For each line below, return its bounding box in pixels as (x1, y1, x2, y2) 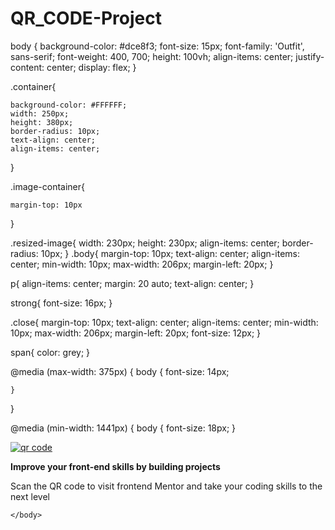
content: (10, 61, 45, 73)
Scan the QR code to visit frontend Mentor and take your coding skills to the (10, 480, 323, 492)
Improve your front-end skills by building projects (10, 460, 221, 472)
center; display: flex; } (46, 61, 137, 73)
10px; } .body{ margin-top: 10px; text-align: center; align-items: (40, 247, 300, 259)
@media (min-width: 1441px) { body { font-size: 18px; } (10, 422, 237, 434)
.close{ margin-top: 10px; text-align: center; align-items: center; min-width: (10, 316, 319, 328)
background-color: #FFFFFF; (10, 100, 128, 110)
